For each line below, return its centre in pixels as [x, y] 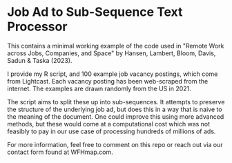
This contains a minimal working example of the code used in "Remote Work [116, 46]
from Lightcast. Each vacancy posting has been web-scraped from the [108, 81]
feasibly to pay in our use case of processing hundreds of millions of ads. [112, 131]
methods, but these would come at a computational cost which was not [109, 124]
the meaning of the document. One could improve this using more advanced [116, 116]
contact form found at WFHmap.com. [60, 152]
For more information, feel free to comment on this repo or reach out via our [115, 144]
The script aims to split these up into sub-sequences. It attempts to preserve [116, 102]
